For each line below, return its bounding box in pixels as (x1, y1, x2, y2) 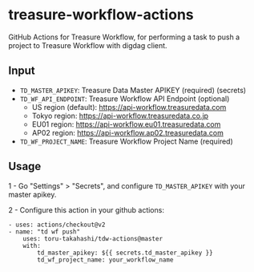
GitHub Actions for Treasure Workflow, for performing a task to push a (8, 32, 240, 42)
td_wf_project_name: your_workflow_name (37, 255, 174, 264)
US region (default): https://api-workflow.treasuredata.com (31, 102, 227, 112)
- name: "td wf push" (8, 227, 81, 236)
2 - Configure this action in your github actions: (8, 205, 164, 214)
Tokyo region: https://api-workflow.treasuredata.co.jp (31, 111, 209, 120)
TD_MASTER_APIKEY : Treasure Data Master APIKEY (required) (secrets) (19, 85, 247, 95)
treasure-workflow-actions (8, 6, 194, 24)
